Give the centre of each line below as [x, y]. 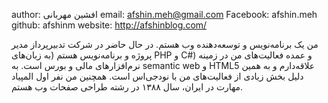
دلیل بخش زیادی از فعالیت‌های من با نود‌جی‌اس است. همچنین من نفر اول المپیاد [157, 76]
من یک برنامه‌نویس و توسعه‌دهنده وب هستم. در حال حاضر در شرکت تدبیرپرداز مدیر [165, 44]
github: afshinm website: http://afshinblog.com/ [109, 25]
